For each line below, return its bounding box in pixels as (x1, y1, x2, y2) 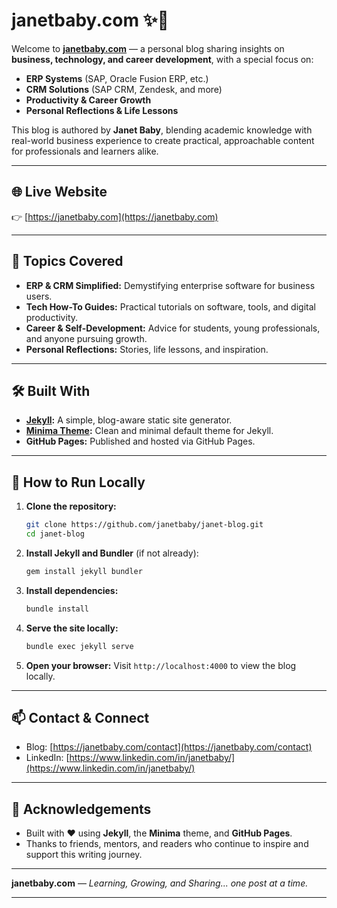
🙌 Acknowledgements (11, 800, 152, 818)
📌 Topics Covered (11, 253, 124, 270)
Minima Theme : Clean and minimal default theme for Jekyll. (25, 425, 274, 437)
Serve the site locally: (25, 622, 119, 634)
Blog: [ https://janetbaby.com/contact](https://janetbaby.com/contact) (25, 741, 313, 753)
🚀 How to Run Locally (11, 474, 146, 491)
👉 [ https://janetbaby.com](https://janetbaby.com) (11, 210, 219, 223)
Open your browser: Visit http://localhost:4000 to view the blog (25, 659, 297, 671)
